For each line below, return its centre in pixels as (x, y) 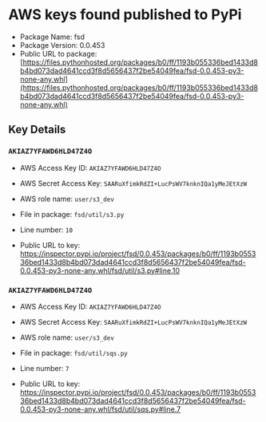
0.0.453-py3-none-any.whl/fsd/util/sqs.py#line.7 (100, 409)
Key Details (37, 130)
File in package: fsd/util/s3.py (72, 214)
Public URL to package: (58, 53)
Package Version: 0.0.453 (62, 45)
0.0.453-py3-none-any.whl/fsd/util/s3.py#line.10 (99, 270)
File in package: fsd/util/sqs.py (73, 353)
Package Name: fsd (52, 37)
